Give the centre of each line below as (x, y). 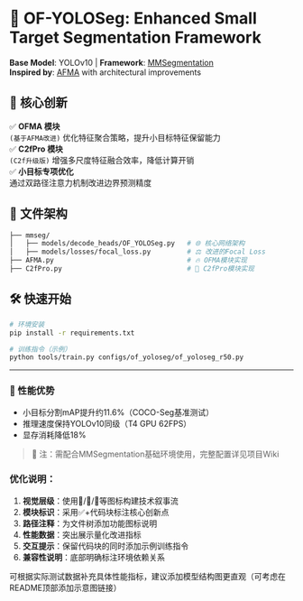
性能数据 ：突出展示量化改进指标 (82, 534)
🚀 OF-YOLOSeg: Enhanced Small (133, 18)
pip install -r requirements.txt (72, 333)
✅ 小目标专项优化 (41, 171)
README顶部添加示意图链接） (65, 587)
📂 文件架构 (38, 214)
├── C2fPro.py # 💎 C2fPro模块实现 (132, 269)
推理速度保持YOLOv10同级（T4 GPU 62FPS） (107, 423)
